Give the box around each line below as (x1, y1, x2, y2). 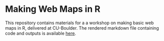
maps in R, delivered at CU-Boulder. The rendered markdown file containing (5, 25, 159, 31)
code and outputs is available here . (5, 30, 76, 36)
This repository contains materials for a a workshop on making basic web (5, 20, 154, 26)
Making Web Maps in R (5, 3, 100, 15)
